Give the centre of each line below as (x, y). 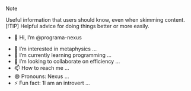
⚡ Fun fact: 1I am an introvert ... (52, 83)
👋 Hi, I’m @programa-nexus (48, 37)
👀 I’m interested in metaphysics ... (55, 49)
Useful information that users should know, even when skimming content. (95, 20)
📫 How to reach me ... (42, 68)
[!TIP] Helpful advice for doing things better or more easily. (77, 26)
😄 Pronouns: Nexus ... (42, 76)
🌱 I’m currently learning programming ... (63, 55)
